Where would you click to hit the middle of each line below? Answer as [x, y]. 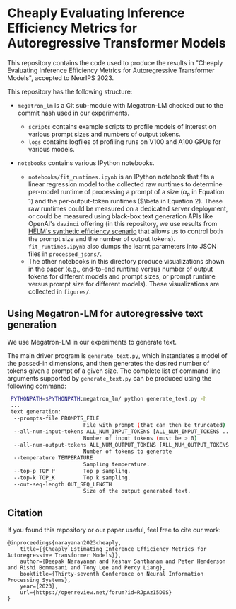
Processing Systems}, [39, 580]
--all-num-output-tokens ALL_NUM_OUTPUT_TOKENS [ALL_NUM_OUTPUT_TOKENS [122, 445]
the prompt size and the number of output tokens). [101, 238]
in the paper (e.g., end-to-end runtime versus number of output [120, 269]
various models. [52, 149]
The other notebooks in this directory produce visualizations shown [126, 261]
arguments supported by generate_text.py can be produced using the [110, 378]
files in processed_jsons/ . [65, 254]
